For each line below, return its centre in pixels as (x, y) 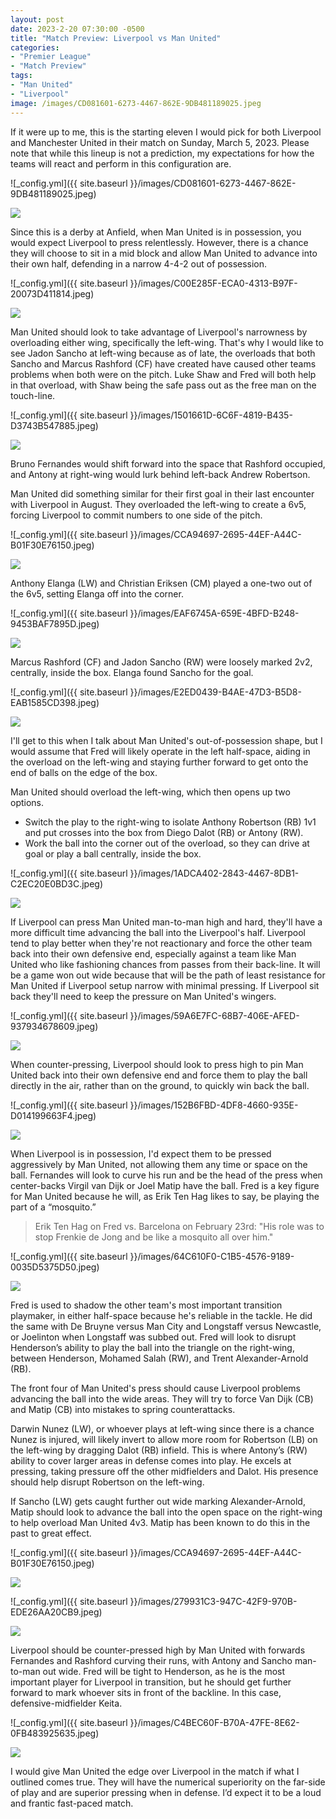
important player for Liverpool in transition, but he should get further (151, 1682)
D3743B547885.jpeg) (54, 425)
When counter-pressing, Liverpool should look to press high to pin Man (157, 1064)
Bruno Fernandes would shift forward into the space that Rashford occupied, (168, 463)
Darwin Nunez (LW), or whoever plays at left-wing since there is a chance (162, 1428)
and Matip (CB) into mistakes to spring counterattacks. (123, 1409)
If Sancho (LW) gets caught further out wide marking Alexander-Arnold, (158, 1501)
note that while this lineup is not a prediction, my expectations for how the (162, 153)
